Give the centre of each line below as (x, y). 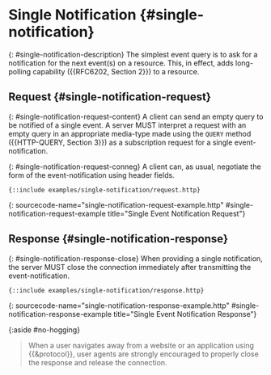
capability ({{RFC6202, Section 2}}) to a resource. (116, 71)
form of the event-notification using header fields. (92, 175)
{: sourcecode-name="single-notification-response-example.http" (119, 305)
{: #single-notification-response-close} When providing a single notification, (135, 258)
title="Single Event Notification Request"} (177, 213)
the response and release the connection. (97, 362)
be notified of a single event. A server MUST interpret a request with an (127, 125)
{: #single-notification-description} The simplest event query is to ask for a (133, 54)
